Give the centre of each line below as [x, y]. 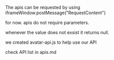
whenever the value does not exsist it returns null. [57, 32]
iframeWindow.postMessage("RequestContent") [55, 13]
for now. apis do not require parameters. [47, 23]
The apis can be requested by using [43, 7]
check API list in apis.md [31, 52]
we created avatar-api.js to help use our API [51, 42]
